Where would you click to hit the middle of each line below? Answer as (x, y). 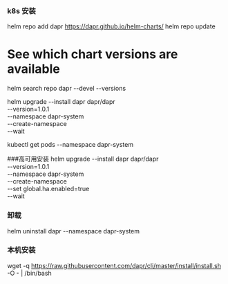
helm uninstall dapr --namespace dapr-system (74, 231)
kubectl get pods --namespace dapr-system (70, 145)
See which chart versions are (93, 54)
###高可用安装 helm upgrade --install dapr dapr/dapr (83, 159)
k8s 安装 (21, 10)
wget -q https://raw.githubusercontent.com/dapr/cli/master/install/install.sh (114, 265)
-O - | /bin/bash (29, 273)
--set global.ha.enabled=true (48, 189)
